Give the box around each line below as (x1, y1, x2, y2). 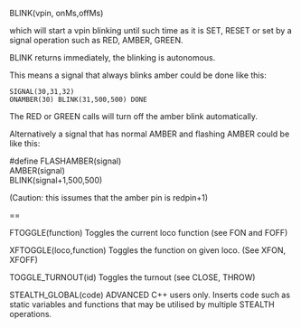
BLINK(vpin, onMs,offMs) (9, 8, 104, 18)
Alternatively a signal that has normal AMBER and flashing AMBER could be (9, 128, 290, 139)
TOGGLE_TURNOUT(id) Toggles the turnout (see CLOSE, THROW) (9, 272, 256, 283)
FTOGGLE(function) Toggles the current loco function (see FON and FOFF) (9, 228, 288, 238)
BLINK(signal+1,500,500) (9, 175, 103, 185)
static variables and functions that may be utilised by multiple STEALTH (9, 299, 275, 310)
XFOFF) (9, 255, 39, 265)
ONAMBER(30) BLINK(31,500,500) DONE (9, 95, 147, 104)
